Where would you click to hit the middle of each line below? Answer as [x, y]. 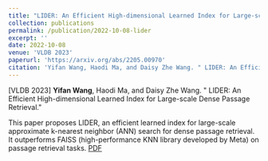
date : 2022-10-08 [37, 45]
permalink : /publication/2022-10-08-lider [80, 30]
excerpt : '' [28, 38]
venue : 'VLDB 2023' [41, 53]
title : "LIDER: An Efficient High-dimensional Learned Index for [119, 16]
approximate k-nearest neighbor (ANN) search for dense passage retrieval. [132, 131]
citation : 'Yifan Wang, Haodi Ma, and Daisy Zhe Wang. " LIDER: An [123, 68]
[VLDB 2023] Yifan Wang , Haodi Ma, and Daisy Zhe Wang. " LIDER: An [125, 90]
